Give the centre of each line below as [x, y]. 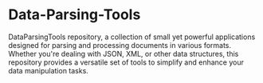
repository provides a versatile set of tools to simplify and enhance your [126, 62]
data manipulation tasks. [49, 70]
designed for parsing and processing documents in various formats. [120, 45]
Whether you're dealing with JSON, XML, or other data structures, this [124, 53]
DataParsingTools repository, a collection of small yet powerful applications [132, 37]
